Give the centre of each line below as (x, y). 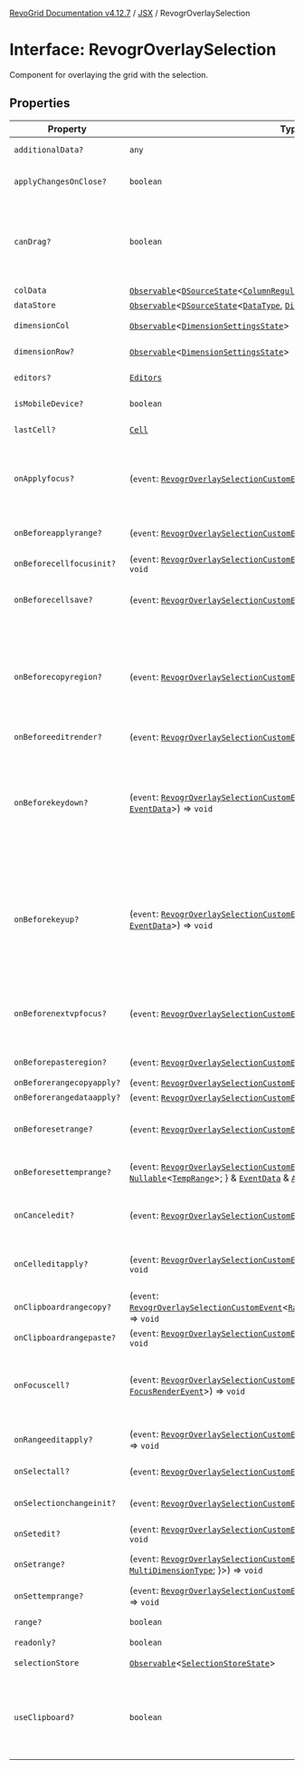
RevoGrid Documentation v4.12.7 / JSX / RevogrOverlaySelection (130, 13)
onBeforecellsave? (53, 599)
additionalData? (49, 150)
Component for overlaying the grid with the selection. (109, 74)
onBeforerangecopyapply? (67, 1082)
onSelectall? (42, 1471)
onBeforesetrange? (53, 1129)
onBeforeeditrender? (58, 737)
